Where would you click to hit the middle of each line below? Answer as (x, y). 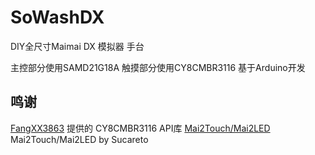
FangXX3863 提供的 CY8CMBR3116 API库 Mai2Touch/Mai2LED (140, 128)
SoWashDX (57, 17)
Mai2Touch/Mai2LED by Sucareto (79, 139)
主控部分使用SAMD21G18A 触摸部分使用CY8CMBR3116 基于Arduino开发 (158, 67)
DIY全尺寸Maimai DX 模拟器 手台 (77, 46)
